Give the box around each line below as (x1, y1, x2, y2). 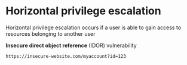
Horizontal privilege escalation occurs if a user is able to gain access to (5, 24, 182, 31)
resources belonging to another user (5, 30, 96, 37)
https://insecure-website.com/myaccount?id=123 (5, 53, 127, 59)
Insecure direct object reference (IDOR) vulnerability (5, 42, 137, 49)
